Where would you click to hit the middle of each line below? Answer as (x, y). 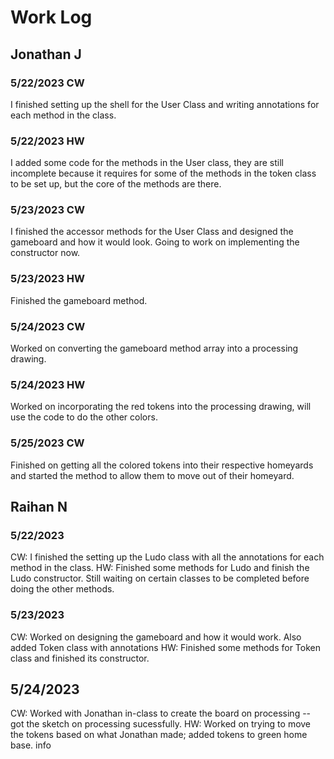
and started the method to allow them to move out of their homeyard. (152, 475)
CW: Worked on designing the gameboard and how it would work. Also (156, 637)
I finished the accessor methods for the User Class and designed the (152, 232)
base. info (31, 745)
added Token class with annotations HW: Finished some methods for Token (165, 647)
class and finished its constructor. (80, 658)
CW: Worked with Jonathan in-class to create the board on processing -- (161, 713)
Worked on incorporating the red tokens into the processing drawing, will (161, 407)
